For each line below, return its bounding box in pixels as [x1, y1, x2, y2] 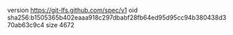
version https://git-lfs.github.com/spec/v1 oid [7, 6, 138, 14]
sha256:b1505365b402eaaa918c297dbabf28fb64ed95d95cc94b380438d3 [7, 13, 227, 22]
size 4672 [45, 21, 75, 29]
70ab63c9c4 [7, 21, 45, 29]
